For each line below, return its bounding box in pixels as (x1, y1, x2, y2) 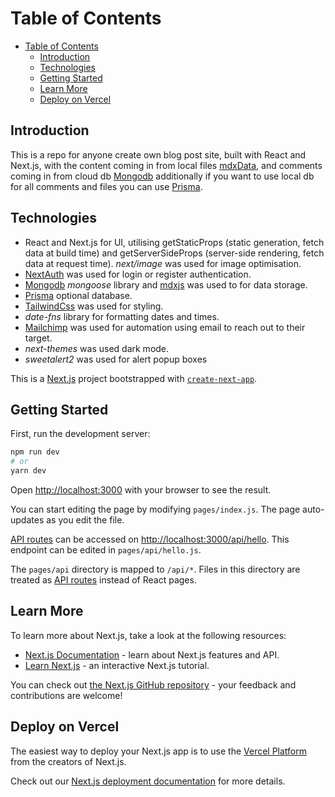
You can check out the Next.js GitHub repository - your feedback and (10, 678, 297, 691)
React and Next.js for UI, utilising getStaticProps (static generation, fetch (24, 236, 325, 248)
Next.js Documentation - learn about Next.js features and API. (24, 648, 280, 661)
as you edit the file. (46, 514, 125, 526)
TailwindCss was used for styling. (24, 300, 164, 312)
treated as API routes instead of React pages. (10, 574, 197, 586)
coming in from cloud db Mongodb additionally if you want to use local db (10, 170, 315, 182)
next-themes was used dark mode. (24, 342, 170, 354)
